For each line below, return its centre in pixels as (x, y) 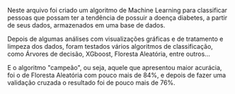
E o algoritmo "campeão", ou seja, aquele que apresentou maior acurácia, (115, 67)
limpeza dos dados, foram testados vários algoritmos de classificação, (110, 46)
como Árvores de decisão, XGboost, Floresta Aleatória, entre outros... (109, 54)
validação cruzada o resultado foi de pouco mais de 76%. (91, 83)
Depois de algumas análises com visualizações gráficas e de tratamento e (115, 39)
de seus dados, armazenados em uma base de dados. (86, 25)
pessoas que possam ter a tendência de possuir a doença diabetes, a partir (117, 18)
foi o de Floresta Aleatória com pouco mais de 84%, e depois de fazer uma (117, 75)
